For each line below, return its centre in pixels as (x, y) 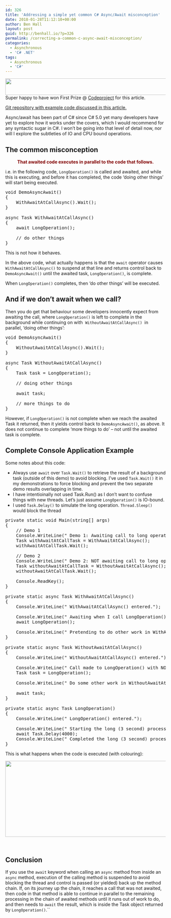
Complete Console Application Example (69, 451)
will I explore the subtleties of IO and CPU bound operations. (69, 134)
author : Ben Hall (24, 24)
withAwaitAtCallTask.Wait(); (52, 545)
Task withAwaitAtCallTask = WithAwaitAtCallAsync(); (83, 540)
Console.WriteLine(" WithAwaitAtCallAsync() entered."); (89, 606)
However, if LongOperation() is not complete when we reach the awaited (81, 418)
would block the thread (37, 510)
